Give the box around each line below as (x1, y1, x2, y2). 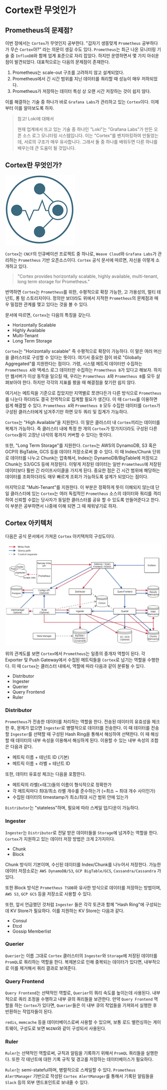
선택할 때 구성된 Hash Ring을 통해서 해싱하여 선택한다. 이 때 (33, 731, 150, 737)
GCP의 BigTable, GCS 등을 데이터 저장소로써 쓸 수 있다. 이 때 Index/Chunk (5, 448, 152, 454)
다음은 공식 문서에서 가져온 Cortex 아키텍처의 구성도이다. (5, 533, 115, 539)
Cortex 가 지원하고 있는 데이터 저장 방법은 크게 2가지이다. (5, 836, 115, 842)
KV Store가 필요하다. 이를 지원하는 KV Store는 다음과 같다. (10, 907, 125, 914)
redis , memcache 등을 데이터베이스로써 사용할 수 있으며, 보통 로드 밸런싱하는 (5, 1019, 152, 1025)
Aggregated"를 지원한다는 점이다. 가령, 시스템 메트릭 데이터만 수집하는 (5, 361, 143, 366)
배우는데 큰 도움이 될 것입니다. (17, 145, 76, 151)
